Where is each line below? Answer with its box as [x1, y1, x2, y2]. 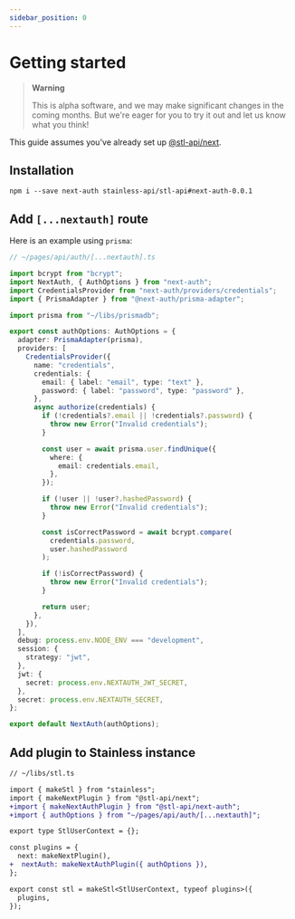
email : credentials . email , [57, 461, 160, 471]
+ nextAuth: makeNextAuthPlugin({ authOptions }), [9, 860, 208, 869]
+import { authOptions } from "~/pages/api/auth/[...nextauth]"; [9, 810, 261, 819]
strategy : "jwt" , [25, 653, 91, 662]
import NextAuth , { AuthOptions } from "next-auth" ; [9, 277, 213, 286]
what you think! [31, 119, 90, 129]
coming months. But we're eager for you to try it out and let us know [31, 110, 287, 120]
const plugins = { [9, 843, 79, 852]
